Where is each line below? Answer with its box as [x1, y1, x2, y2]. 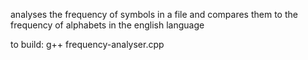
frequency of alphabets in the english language [10, 19, 205, 31]
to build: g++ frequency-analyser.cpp [10, 39, 165, 50]
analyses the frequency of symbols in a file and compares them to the [10, 9, 298, 20]
